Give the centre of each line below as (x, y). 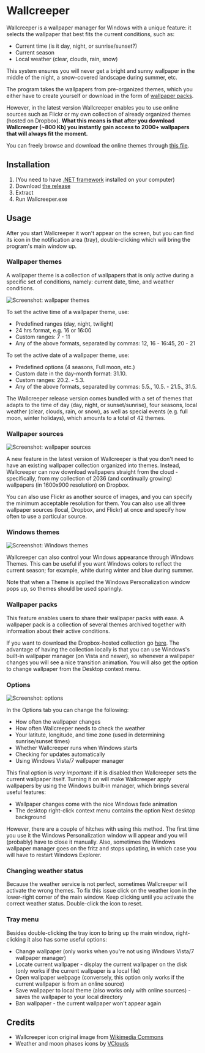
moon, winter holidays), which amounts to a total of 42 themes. (86, 418)
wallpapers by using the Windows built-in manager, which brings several (98, 786)
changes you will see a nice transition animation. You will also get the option (102, 662)
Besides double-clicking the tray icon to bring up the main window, (91, 933)
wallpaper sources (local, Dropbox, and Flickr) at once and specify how (96, 510)
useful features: (26, 792)
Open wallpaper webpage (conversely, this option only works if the (100, 977)
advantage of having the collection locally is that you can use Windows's (98, 649)
